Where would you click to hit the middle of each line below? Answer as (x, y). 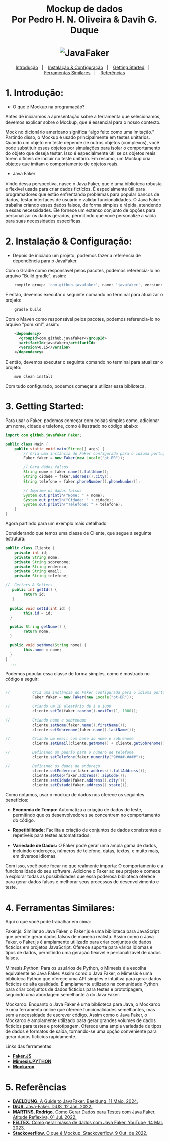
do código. (24, 820)
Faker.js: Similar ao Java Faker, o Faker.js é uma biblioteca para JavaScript (82, 931)
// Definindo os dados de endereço (53, 766)
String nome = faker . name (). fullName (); (66, 472)
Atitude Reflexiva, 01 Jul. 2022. (45, 1117)
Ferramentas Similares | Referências (84, 73)
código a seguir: (22, 679)
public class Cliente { (30, 548)
